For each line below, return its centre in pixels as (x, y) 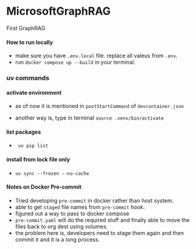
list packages (24, 132)
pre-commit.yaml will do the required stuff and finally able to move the (102, 220)
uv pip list (33, 146)
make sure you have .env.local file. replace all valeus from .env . (96, 56)
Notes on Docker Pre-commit (44, 187)
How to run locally (30, 42)
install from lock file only (38, 159)
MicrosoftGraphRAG (58, 11)
